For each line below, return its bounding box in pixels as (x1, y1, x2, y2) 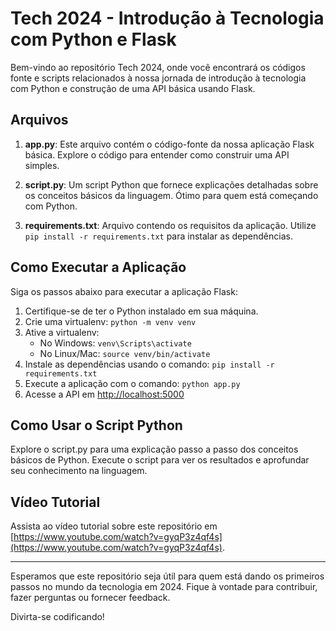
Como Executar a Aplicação (10, 259, 187, 276)
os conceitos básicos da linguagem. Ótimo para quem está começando (24, 189, 319, 201)
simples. (24, 159, 60, 171)
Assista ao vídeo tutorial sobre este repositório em (10, 520, 218, 532)
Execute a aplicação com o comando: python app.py (24, 377, 241, 389)
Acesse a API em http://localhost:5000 (24, 388, 185, 400)
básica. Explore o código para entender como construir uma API (24, 148, 290, 161)
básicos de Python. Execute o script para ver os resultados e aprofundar (10, 454, 310, 466)
